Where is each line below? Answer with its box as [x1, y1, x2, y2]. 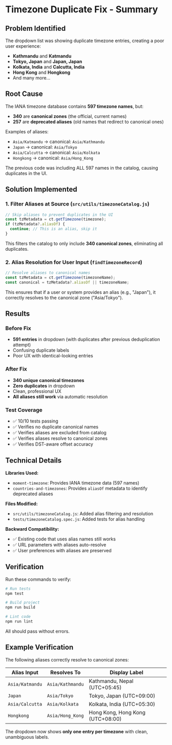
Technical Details [5, 456, 62, 465]
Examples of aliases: [5, 128, 49, 134]
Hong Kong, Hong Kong [89, 709, 146, 716]
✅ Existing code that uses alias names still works [12, 536, 116, 542]
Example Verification [5, 643, 74, 652]
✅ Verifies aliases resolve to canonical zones [12, 435, 108, 441]
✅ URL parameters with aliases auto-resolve [12, 541, 106, 548]
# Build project [5, 600, 40, 606]
